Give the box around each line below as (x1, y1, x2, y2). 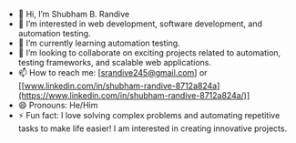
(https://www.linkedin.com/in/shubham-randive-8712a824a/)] (17, 90, 250, 100)
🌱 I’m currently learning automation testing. (17, 37, 180, 48)
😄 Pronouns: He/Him (17, 100, 98, 110)
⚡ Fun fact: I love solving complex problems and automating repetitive (17, 110, 281, 120)
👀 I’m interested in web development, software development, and (17, 18, 262, 29)
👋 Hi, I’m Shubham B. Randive (17, 9, 130, 19)
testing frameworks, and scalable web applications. (17, 57, 212, 67)
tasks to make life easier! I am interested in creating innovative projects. (17, 123, 288, 134)
